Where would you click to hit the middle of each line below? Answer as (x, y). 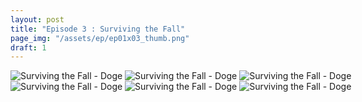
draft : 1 (28, 47)
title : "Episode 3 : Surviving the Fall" (98, 29)
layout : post (37, 19)
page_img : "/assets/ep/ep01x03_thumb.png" (100, 38)
